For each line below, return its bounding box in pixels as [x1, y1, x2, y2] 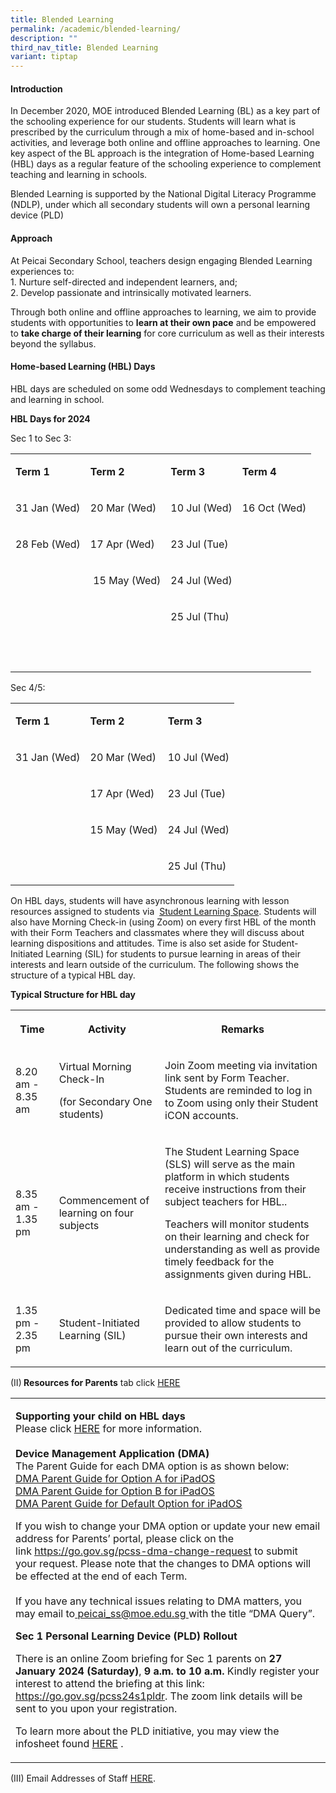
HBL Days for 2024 [10, 412, 91, 425]
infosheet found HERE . [15, 1736, 124, 1750]
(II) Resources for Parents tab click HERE [10, 1376, 181, 1388]
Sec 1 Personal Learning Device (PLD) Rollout [15, 1629, 238, 1643]
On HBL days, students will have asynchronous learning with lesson [10, 894, 290, 906]
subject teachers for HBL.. [164, 1194, 288, 1208]
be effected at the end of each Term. [15, 1569, 188, 1583]
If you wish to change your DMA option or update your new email [15, 1519, 321, 1533]
